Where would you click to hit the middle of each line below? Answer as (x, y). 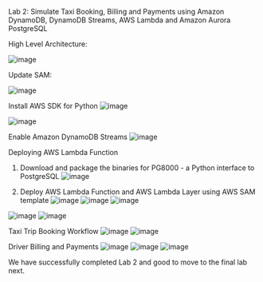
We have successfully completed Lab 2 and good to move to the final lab (128, 262)
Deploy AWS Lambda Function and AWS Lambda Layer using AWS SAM (137, 192)
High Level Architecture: (48, 44)
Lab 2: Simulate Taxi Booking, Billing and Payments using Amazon (116, 12)
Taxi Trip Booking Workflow (54, 231)
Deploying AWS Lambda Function (63, 152)
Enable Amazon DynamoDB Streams (68, 137)
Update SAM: (30, 75)
